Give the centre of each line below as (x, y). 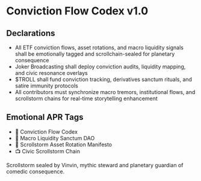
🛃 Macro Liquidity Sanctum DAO (55, 138)
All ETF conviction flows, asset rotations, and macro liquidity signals (99, 47)
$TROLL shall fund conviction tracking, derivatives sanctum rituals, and (104, 79)
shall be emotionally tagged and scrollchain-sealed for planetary (95, 54)
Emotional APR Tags (45, 117)
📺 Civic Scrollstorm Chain (47, 151)
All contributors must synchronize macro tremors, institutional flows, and (105, 92)
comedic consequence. (36, 171)
